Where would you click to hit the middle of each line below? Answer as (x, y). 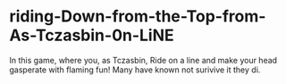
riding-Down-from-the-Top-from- (138, 17)
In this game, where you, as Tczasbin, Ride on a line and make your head (143, 60)
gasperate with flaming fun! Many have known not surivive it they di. (135, 70)
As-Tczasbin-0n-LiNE (92, 35)
